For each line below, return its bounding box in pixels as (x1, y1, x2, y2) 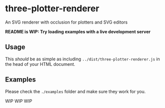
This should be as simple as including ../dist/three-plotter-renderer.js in (5, 56, 160, 62)
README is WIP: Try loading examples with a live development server (5, 28, 151, 34)
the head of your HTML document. (5, 61, 75, 67)
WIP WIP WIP (5, 98, 33, 104)
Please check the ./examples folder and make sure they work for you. (5, 88, 146, 94)
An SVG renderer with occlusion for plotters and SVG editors (5, 19, 128, 25)
